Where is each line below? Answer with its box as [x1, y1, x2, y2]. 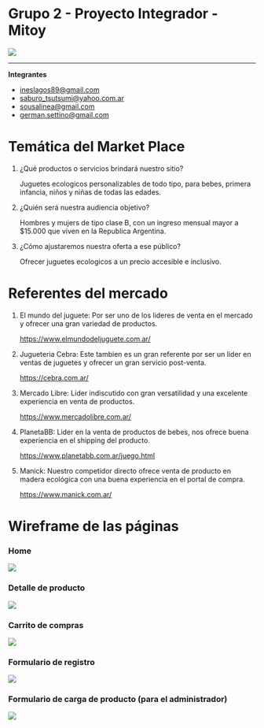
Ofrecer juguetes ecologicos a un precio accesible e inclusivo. [19, 257, 222, 266]
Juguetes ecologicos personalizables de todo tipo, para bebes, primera [19, 179, 251, 188]
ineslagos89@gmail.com [19, 84, 100, 95]
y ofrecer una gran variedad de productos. [19, 318, 158, 328]
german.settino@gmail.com [19, 110, 109, 119]
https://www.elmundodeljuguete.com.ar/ [19, 334, 151, 344]
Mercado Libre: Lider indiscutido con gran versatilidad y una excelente [19, 388, 248, 398]
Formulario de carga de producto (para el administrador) [8, 694, 228, 705]
